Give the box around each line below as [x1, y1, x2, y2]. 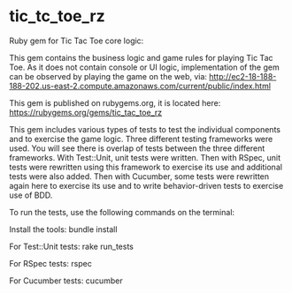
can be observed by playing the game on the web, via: [9, 71, 208, 81]
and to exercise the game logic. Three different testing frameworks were [9, 133, 273, 144]
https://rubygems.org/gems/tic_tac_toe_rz [9, 107, 163, 117]
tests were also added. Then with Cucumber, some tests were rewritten [9, 170, 270, 182]
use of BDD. [9, 190, 53, 200]
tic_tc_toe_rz [9, 6, 105, 26]
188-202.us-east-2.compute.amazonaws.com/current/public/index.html [9, 80, 272, 91]
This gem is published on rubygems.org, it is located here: [9, 97, 221, 108]
